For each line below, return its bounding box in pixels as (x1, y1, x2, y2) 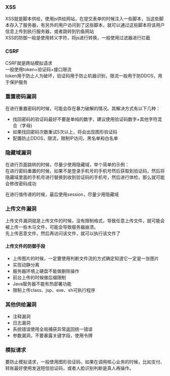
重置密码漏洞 (5, 93, 37, 100)
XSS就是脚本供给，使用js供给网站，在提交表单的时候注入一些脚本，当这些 (5, 16, 159, 22)
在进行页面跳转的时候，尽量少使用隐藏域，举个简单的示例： (5, 161, 130, 168)
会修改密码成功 (5, 181, 36, 187)
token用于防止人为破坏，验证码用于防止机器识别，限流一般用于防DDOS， (5, 73, 158, 79)
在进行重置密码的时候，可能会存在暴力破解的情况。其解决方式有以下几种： (5, 105, 160, 111)
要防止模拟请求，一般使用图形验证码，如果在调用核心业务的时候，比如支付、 (5, 359, 165, 365)
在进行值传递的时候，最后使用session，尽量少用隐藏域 (5, 191, 119, 197)
